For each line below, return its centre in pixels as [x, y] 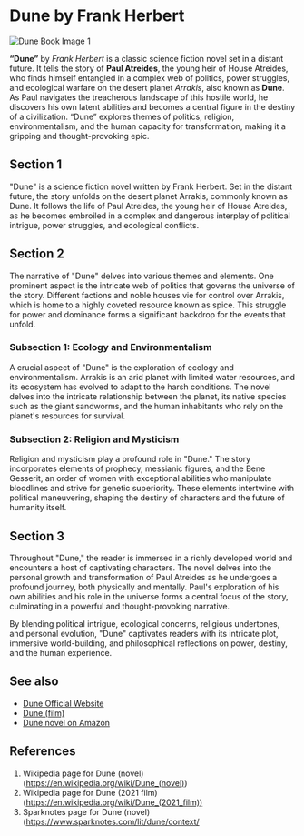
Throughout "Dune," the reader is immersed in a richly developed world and [151, 558]
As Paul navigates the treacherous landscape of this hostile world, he [139, 97]
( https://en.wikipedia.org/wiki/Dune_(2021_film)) [113, 802]
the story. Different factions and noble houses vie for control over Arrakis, [147, 295]
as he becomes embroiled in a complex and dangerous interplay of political [150, 216]
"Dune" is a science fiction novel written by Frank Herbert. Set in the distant [151, 186]
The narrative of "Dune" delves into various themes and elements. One [142, 276]
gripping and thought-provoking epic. [79, 136]
